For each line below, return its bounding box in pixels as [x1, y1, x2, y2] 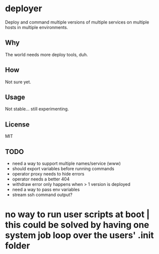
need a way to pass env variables [12, 187, 80, 192]
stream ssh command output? [12, 192, 72, 198]
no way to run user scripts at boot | [5, 209, 150, 220]
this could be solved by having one [5, 219, 149, 230]
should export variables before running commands [12, 166, 114, 172]
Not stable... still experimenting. [5, 106, 69, 112]
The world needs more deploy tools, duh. [5, 51, 88, 57]
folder [5, 240, 30, 252]
